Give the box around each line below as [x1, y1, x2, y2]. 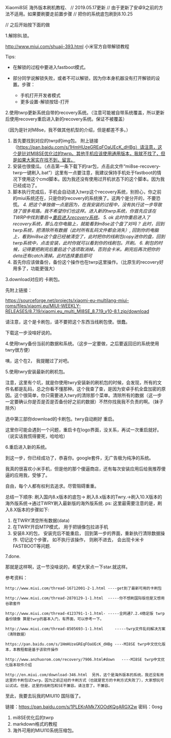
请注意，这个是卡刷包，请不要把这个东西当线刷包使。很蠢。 [5, 319, 130, 325]
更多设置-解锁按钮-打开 [20, 99, 70, 105]
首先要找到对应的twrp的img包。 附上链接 [12, 137, 99, 144]
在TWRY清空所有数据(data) [12, 518, 70, 523]
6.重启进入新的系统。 [5, 444, 50, 450]
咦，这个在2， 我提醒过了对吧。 [5, 358, 72, 364]
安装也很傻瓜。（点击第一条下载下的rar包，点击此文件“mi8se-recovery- [12, 163, 161, 169]
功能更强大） [30, 265, 58, 271]
